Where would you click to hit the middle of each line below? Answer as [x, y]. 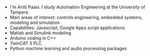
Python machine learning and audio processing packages [68, 48]
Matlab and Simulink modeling [40, 33]
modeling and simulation [35, 22]
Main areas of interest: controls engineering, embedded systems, [76, 17]
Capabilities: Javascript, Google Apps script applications [67, 28]
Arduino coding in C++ [33, 38]
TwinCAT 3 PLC [26, 43]
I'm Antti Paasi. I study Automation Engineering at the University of [77, 7]
